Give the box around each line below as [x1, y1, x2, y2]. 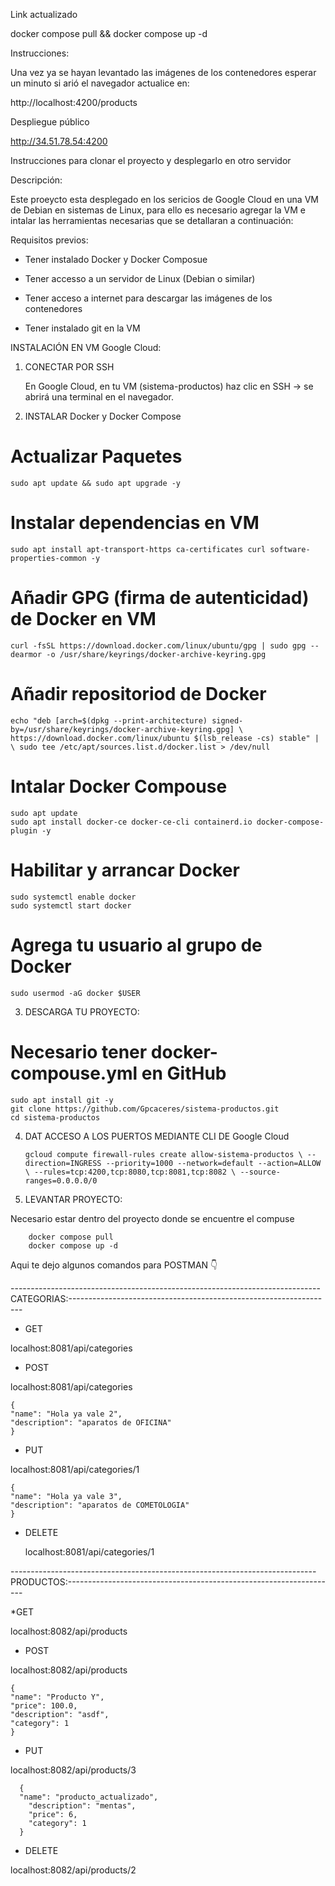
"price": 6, [28, 1809, 78, 1819]
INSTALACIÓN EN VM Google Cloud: [10, 342, 162, 353]
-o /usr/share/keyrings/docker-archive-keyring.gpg [46, 649, 267, 659]
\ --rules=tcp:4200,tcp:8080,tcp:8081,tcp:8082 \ [24, 1167, 237, 1177]
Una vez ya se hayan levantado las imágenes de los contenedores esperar [10, 67, 317, 78]
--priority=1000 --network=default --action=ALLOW [105, 1158, 322, 1168]
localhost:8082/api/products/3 [10, 1764, 137, 1776]
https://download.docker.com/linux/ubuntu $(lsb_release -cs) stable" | [10, 733, 320, 743]
